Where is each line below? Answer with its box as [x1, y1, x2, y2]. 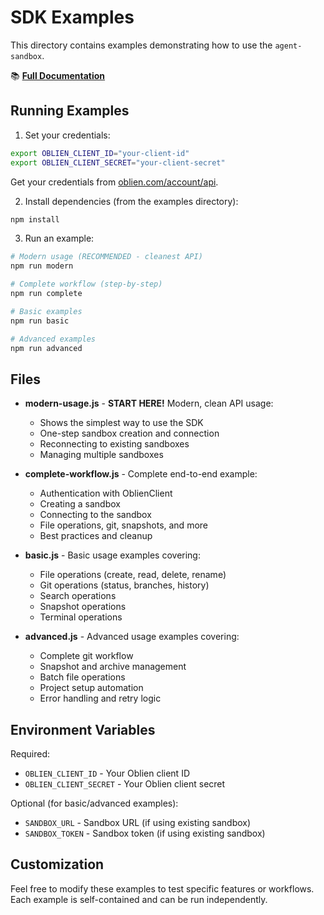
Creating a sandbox [39, 498, 121, 510]
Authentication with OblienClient [39, 487, 173, 500]
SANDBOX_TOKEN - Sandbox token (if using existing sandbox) [24, 827, 266, 839]
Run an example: [24, 232, 95, 245]
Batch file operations [39, 671, 126, 683]
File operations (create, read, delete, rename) [39, 569, 227, 581]
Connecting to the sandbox [39, 509, 152, 521]
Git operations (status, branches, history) [39, 579, 210, 591]
